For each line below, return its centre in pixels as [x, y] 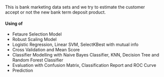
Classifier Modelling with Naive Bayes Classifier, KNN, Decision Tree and [86, 55]
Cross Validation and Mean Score [46, 50]
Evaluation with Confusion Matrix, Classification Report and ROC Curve [84, 65]
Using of [14, 23]
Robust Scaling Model [34, 39]
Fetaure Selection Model [37, 34]
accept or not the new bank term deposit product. [55, 12]
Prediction [23, 71]
